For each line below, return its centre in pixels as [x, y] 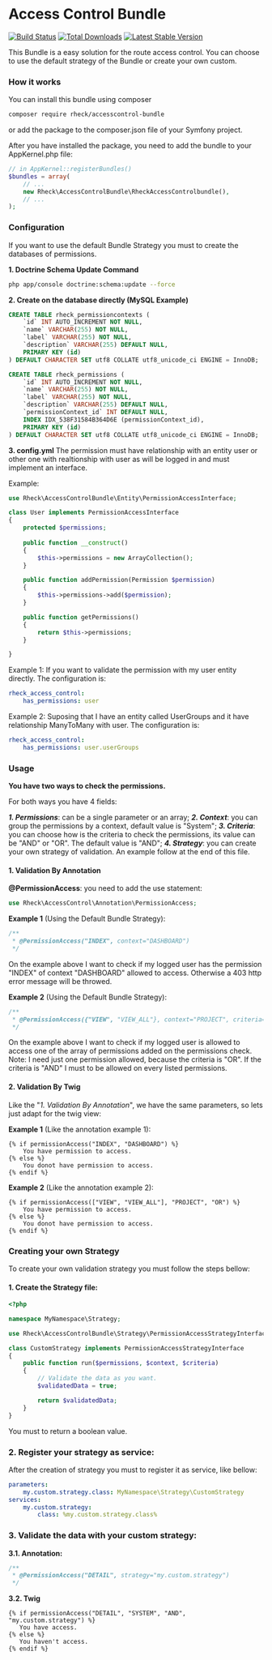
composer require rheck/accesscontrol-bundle [86, 114]
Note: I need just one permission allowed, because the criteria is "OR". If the [135, 1059]
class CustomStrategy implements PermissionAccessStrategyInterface [126, 1348]
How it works [35, 82]
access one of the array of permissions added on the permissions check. [130, 1051]
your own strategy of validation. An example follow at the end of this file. [129, 852]
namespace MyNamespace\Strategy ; [65, 1319]
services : [25, 1500]
